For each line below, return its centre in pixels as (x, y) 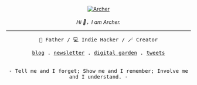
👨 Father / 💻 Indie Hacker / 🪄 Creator (98, 40)
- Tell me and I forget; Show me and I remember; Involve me (98, 71)
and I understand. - (98, 77)
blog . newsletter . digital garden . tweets (98, 53)
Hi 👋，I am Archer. (98, 22)
